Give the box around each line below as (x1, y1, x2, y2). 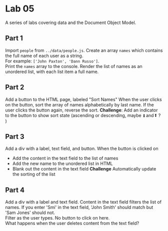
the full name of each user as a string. (5, 52, 83, 58)
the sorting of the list (12, 171, 56, 177)
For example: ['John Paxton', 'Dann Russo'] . (5, 58, 99, 64)
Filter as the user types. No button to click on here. (5, 215, 110, 221)
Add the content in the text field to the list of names (12, 155, 118, 161)
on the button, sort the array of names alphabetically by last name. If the (5, 101, 154, 107)
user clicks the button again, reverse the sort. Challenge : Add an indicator (5, 107, 158, 113)
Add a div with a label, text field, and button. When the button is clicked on (5, 145, 158, 151)
